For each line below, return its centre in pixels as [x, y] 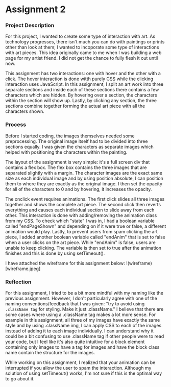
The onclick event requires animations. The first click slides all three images [85, 199]
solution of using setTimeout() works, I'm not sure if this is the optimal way [84, 373]
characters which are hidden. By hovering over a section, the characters [81, 95]
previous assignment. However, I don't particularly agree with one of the [81, 298]
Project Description [30, 26]
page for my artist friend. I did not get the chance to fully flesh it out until [82, 58]
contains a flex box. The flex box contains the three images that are [76, 167]
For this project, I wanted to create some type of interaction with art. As [80, 36]
